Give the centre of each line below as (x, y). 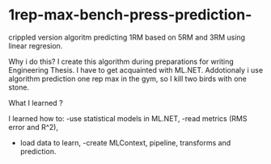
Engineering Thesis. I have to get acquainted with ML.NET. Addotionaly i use (136, 69)
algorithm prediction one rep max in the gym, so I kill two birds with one (127, 78)
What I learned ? (36, 103)
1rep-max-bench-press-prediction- (130, 15)
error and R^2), (34, 127)
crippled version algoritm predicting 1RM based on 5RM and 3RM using (127, 37)
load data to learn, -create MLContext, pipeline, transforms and (125, 142)
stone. (19, 87)
